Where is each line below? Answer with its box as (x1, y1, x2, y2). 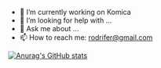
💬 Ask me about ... (19, 24, 79, 33)
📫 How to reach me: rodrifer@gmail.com (19, 33, 153, 42)
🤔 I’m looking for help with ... (19, 16, 112, 25)
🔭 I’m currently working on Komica (19, 8, 131, 16)
